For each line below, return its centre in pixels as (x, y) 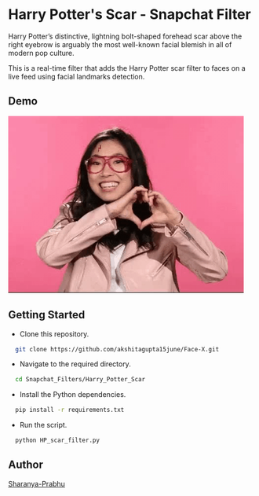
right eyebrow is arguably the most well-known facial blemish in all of (120, 44)
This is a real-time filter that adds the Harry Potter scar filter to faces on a (127, 68)
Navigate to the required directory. (75, 364)
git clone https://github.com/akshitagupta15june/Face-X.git (117, 349)
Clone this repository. (54, 334)
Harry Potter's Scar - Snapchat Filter (129, 15)
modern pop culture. (41, 53)
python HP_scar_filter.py (58, 441)
